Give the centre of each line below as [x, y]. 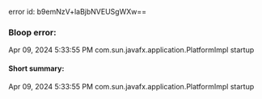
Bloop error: [32, 32]
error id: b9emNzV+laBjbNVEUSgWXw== [78, 12]
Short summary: [36, 68]
